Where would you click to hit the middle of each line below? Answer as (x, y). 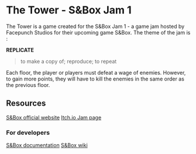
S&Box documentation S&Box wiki (47, 145)
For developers (28, 132)
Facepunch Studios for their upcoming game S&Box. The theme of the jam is (98, 32)
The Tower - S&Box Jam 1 (69, 10)
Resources (26, 104)
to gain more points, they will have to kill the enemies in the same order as (95, 79)
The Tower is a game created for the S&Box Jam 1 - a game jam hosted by (95, 26)
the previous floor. (28, 85)
